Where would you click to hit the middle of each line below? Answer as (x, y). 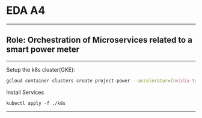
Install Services (25, 92)
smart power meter (43, 50)
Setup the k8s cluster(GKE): (41, 69)
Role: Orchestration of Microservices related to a (99, 40)
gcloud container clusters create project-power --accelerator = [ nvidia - (99, 81)
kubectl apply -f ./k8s (36, 103)
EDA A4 (26, 11)
